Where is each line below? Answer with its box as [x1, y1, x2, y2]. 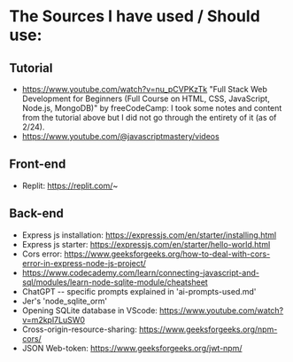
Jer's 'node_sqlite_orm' [21, 295, 108, 306]
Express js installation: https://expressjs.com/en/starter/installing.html [21, 229, 277, 240]
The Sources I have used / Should [9, 6, 261, 27]
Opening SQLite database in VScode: [21, 304, 158, 316]
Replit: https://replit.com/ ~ [21, 180, 119, 191]
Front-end [9, 157, 66, 172]
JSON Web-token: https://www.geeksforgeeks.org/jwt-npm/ [21, 342, 243, 353]
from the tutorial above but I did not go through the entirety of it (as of [21, 113, 277, 122]
